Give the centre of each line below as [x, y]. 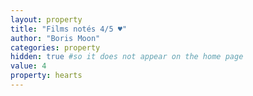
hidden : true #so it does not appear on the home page [127, 57]
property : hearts [46, 76]
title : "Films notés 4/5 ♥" [69, 29]
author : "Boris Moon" [55, 38]
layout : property [46, 19]
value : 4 [28, 66]
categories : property [55, 47]
